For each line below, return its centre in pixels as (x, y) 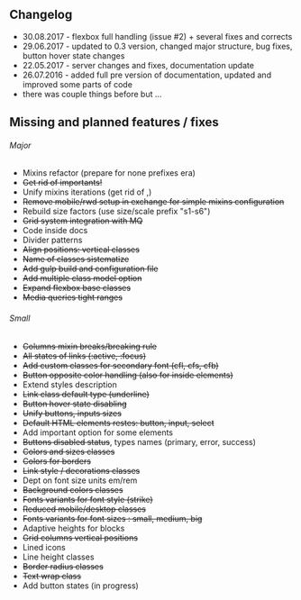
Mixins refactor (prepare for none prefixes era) (109, 173)
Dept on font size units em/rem (80, 480)
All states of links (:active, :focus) (84, 356)
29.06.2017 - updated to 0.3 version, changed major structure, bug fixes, (157, 46)
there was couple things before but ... (92, 94)
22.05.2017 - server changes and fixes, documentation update (138, 65)
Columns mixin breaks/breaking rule (90, 346)
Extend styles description (69, 384)
